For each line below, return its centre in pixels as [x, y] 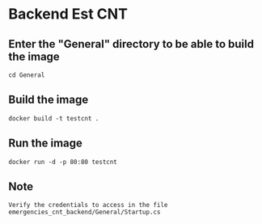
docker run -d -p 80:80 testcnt [63, 162]
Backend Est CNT [68, 14]
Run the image [46, 144]
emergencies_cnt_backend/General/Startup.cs [85, 212]
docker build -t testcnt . [54, 118]
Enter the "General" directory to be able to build [131, 44]
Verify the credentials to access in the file [88, 205]
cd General [27, 75]
